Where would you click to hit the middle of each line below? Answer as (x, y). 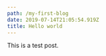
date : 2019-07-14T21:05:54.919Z (53, 20)
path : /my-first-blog (38, 13)
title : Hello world (35, 26)
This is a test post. (33, 46)
